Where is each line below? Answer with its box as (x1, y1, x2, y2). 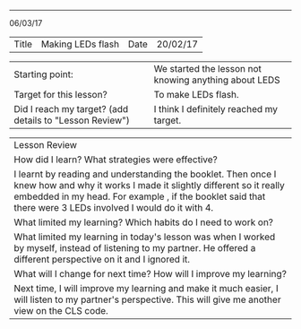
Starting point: (13, 68, 73, 81)
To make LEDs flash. (153, 89, 239, 100)
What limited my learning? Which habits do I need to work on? (13, 216, 274, 229)
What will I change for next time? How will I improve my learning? (13, 268, 287, 280)
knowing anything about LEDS (153, 74, 280, 86)
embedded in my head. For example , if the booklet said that (13, 190, 266, 203)
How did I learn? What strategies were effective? (13, 153, 218, 166)
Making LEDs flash (40, 38, 119, 50)
